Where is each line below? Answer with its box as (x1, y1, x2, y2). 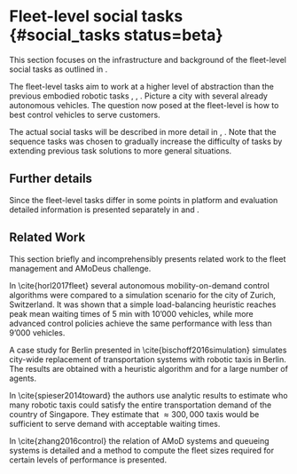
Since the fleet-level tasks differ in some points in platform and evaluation (9, 194, 278, 205)
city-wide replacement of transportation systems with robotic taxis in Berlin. (9, 353, 286, 365)
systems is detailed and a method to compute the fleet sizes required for (9, 445, 275, 455)
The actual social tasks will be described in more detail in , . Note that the (9, 126, 277, 137)
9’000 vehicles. (9, 327, 66, 338)
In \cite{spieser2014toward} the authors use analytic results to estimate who (9, 390, 288, 400)
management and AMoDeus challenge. (9, 263, 152, 273)
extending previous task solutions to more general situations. (9, 145, 232, 156)
